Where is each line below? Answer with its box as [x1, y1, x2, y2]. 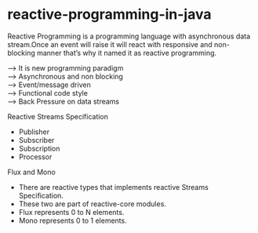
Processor [18, 151, 53, 162]
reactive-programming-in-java [7, 5, 212, 24]
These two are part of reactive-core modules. [18, 198, 166, 209]
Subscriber [18, 135, 55, 144]
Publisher [18, 127, 50, 137]
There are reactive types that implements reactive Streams [18, 182, 209, 191]
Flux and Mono [7, 167, 56, 177]
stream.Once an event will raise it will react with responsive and [7, 39, 213, 49]
